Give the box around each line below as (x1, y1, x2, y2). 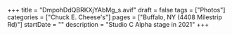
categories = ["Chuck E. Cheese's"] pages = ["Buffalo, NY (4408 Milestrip (7, 13, 223, 21)
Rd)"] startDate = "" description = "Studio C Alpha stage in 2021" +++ (7, 21, 210, 28)
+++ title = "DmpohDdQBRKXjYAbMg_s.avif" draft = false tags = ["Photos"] (7, 6, 226, 14)
